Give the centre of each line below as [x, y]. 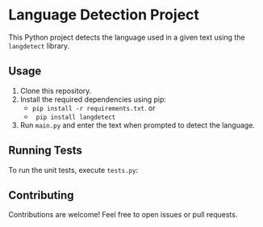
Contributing [41, 195]
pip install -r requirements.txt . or [94, 107]
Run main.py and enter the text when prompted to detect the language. [138, 125]
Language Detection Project [104, 15]
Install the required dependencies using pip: [93, 99]
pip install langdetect [76, 117]
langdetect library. [39, 45]
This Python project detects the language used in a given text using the [127, 37]
